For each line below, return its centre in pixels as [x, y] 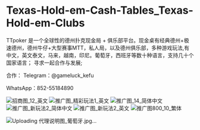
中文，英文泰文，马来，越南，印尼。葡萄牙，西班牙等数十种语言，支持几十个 [100, 55]
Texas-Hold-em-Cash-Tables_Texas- [100, 10]
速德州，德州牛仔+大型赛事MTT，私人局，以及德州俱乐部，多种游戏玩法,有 [98, 48]
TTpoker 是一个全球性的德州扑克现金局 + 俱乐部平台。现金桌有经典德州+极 [98, 40]
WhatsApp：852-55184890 [40, 88]
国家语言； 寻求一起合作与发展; [44, 63]
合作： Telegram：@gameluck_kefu [50, 75]
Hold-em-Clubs [46, 23]
